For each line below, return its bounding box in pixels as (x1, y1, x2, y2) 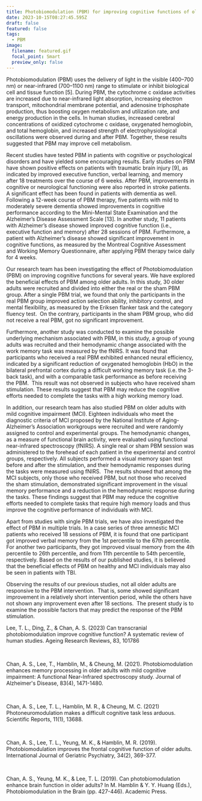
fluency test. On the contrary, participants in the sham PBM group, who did (6, 310, 194, 317)
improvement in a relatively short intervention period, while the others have (6, 593, 192, 601)
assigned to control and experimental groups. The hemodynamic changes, (6, 429, 191, 436)
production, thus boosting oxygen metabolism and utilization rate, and (6, 108, 180, 115)
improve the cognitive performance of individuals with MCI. (6, 506, 153, 513)
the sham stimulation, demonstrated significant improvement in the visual (6, 480, 188, 487)
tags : (6, 31, 20, 37)
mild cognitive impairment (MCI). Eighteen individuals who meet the (6, 410, 174, 417)
